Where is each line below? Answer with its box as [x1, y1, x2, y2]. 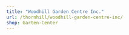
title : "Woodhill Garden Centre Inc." [6, 8, 104, 15]
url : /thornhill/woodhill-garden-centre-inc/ [6, 14, 123, 20]
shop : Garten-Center [6, 20, 59, 26]
